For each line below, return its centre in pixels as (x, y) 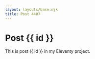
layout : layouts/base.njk (31, 9)
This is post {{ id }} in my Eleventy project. (48, 51)
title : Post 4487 (23, 14)
